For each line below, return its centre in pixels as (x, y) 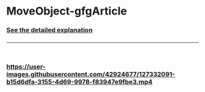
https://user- (26, 67)
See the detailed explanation (49, 30)
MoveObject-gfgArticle (67, 11)
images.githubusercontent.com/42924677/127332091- (91, 74)
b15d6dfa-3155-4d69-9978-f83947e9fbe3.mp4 (79, 82)
